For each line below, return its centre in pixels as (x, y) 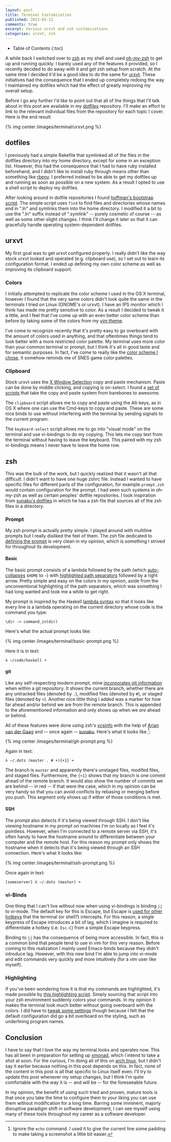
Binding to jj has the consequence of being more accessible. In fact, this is (84, 937)
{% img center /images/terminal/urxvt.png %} (53, 127)
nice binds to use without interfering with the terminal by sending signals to (84, 414)
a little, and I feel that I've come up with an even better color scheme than (82, 315)
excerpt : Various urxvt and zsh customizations (57, 29)
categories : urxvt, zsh (31, 34)
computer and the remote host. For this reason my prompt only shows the (82, 842)
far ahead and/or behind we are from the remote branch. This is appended (83, 704)
